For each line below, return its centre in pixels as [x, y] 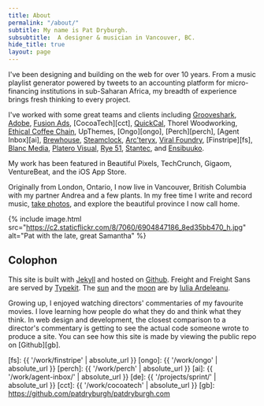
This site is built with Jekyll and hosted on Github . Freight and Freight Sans [129, 279]
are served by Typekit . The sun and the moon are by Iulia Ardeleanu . [119, 287]
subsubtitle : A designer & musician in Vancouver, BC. [102, 37]
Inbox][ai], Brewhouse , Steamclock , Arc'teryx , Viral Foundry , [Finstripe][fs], [130, 140]
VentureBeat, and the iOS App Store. [67, 172]
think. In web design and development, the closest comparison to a [117, 319]
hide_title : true [37, 45]
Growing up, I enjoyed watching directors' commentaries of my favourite [126, 303]
